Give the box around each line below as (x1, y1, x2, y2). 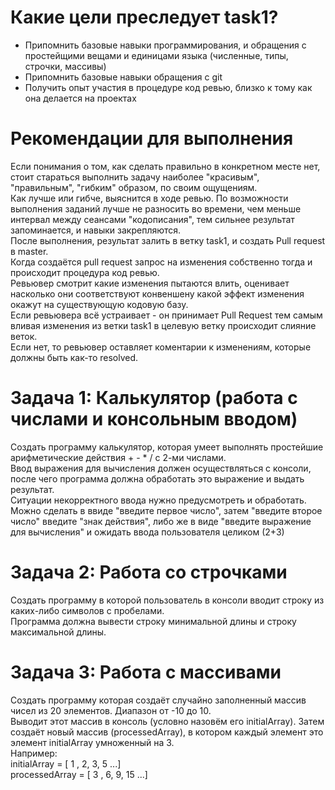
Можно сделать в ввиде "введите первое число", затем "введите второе (10, 504, 323, 516)
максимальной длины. (10, 626, 107, 638)
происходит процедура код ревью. (10, 266, 160, 278)
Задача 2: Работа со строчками (10, 561, 288, 583)
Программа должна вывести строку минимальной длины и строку (10, 615, 297, 627)
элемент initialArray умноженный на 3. (10, 736, 175, 748)
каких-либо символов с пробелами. (10, 604, 165, 616)
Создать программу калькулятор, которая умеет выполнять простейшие (10, 441, 324, 453)
